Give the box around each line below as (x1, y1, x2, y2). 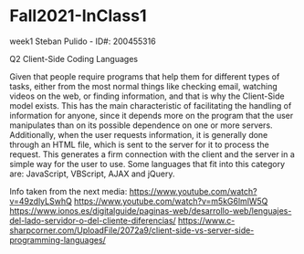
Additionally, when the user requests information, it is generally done (9, 129, 268, 140)
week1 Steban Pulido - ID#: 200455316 (9, 36, 157, 47)
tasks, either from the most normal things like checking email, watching (9, 80, 278, 91)
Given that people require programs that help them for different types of (9, 70, 280, 82)
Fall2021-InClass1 (9, 5, 148, 26)
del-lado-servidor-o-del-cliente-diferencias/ (9, 215, 176, 226)
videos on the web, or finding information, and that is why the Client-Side (9, 90, 285, 101)
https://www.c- (177, 215, 236, 226)
